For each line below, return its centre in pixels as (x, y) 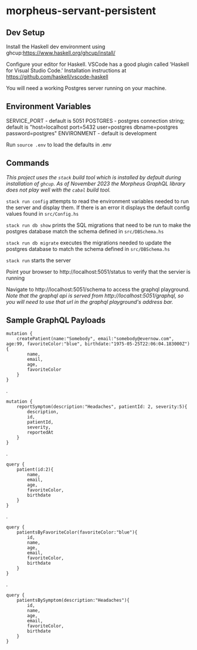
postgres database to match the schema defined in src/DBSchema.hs (88, 249)
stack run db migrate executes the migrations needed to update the (89, 243)
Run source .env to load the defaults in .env (59, 145)
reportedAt (40, 433)
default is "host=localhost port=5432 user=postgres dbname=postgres (92, 127)
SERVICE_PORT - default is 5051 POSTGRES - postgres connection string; (95, 120)
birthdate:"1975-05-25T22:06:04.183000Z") (137, 344)
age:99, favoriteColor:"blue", (44, 344)
